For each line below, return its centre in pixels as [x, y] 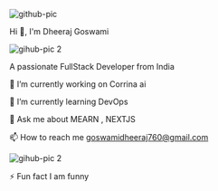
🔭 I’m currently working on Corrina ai [78, 84]
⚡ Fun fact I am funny [49, 176]
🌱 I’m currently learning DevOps [69, 101]
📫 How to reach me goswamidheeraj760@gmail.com [109, 137]
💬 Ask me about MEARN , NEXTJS [72, 119]
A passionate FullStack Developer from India [92, 67]
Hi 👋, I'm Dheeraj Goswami [59, 31]
